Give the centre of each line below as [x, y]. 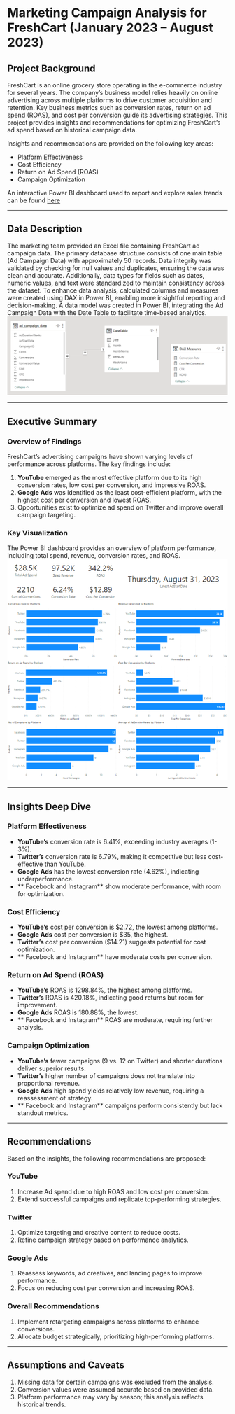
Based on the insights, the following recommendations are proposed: [107, 1158]
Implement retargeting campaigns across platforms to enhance [108, 1322]
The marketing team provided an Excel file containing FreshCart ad [104, 246]
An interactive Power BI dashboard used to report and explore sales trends [115, 193]
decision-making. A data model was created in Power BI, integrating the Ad [115, 305]
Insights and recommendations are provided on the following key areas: [111, 143]
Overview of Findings [44, 441]
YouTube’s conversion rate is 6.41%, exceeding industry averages [113, 841]
